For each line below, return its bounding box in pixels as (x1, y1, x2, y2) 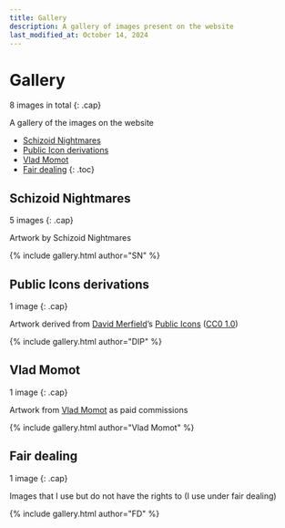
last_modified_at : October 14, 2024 (9, 30, 148, 39)
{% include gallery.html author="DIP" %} (9, 336, 162, 347)
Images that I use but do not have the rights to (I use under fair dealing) (9, 490, 277, 502)
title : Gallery (9, 13, 67, 23)
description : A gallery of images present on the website (9, 22, 234, 31)
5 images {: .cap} (9, 215, 75, 226)
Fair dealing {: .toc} (22, 164, 96, 175)
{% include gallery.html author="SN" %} (9, 250, 161, 261)
